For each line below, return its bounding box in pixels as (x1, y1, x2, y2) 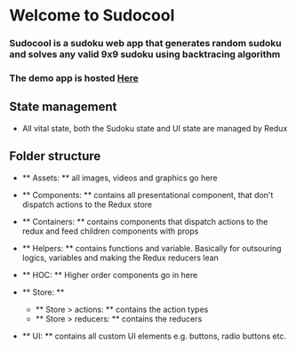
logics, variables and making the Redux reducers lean (21, 252, 220, 263)
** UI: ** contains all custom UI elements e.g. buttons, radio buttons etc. (21, 330, 287, 341)
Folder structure (9, 148, 101, 164)
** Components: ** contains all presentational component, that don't (21, 189, 274, 200)
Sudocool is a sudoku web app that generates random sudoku (9, 37, 282, 50)
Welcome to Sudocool (9, 5, 175, 26)
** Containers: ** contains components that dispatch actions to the (21, 216, 268, 227)
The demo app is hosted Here (9, 72, 140, 84)
